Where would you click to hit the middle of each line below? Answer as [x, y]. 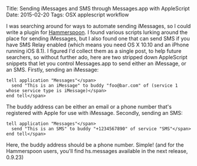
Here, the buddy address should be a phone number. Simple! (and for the [95, 145]
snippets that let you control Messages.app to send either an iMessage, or [96, 63]
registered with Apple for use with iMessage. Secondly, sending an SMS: [94, 113]
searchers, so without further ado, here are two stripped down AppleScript [97, 57]
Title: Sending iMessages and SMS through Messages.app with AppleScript [98, 9]
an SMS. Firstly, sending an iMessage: [52, 70]
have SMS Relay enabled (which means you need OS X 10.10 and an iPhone [98, 45]
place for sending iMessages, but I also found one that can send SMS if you [98, 38]
